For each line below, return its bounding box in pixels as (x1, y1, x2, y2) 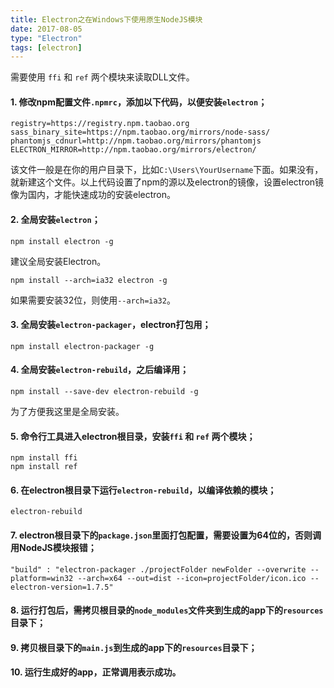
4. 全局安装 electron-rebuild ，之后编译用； (10, 364, 190, 376)
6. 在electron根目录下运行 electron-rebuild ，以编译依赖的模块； (10, 484, 277, 496)
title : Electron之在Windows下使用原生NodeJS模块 (10, 14, 203, 25)
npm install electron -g (10, 236, 114, 246)
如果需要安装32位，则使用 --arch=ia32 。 (10, 294, 176, 306)
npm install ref (10, 462, 78, 472)
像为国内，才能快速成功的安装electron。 (10, 189, 176, 201)
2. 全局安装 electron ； (10, 214, 101, 226)
